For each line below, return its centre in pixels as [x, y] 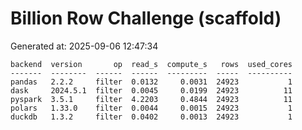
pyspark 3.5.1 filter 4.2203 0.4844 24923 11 [151, 99]
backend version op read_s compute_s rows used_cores [151, 64]
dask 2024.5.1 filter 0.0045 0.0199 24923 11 [151, 90]
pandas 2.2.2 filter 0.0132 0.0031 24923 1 [151, 82]
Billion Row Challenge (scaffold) [146, 18]
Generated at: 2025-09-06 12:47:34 [84, 46]
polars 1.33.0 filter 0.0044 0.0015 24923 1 [151, 108]
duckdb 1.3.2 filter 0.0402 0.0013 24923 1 [151, 117]
